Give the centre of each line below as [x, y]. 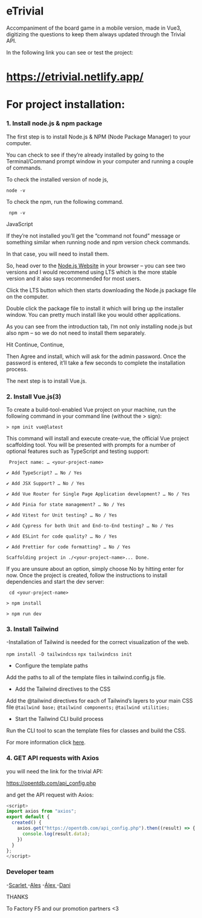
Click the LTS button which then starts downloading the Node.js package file [101, 290]
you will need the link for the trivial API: [55, 771]
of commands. [24, 168]
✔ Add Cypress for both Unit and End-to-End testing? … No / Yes [90, 526]
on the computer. [28, 296]
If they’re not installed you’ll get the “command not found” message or [93, 236]
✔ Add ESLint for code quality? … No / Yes [62, 536]
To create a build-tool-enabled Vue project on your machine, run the [91, 409]
